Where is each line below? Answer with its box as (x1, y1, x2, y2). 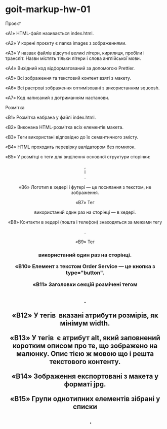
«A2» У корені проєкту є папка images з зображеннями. (5, 40, 127, 46)
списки (73, 403, 97, 411)
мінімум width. (60, 319, 110, 327)
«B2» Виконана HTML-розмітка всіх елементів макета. (5, 124, 124, 130)
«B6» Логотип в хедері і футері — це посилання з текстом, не (18, 184, 152, 190)
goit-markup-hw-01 (5, 4, 91, 15)
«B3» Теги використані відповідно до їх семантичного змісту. (5, 134, 139, 140)
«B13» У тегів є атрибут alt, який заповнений (10, 334, 160, 342)
